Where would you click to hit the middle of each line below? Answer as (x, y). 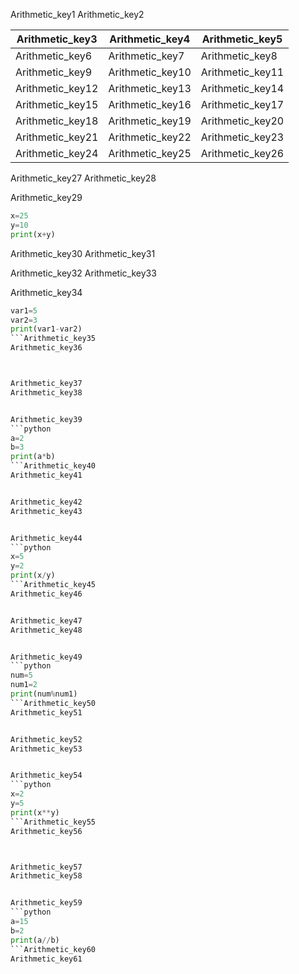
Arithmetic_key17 (242, 104)
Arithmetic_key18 (57, 121)
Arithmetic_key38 (46, 392)
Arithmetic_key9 (54, 72)
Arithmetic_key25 (150, 153)
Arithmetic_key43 (46, 511)
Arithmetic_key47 (46, 620)
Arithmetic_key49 (46, 657)
